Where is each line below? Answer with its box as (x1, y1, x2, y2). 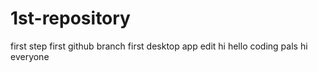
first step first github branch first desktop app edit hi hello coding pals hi (10, 40, 308, 52)
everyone (10, 50, 50, 62)
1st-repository (10, 7, 131, 30)
